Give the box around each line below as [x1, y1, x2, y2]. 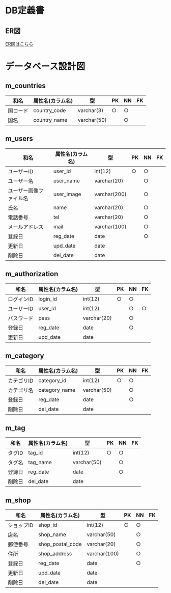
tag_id [28, 449, 43, 456]
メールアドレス [8, 223, 44, 230]
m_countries [5, 81, 46, 90]
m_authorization [5, 269, 59, 278]
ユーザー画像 [8, 187, 39, 194]
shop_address [38, 550, 72, 557]
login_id [38, 295, 58, 302]
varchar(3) [78, 107, 104, 114]
